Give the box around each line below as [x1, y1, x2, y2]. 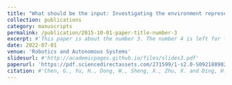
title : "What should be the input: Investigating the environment [7, 10, 202, 17]
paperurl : [7, 61, 36, 68]
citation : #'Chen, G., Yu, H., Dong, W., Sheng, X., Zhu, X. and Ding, [7, 67, 217, 74]
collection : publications [7, 16, 81, 23]
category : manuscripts [7, 23, 72, 29]
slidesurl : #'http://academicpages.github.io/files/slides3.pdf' [7, 55, 199, 62]
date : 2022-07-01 [7, 42, 57, 49]
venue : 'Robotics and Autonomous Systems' [7, 49, 131, 56]
